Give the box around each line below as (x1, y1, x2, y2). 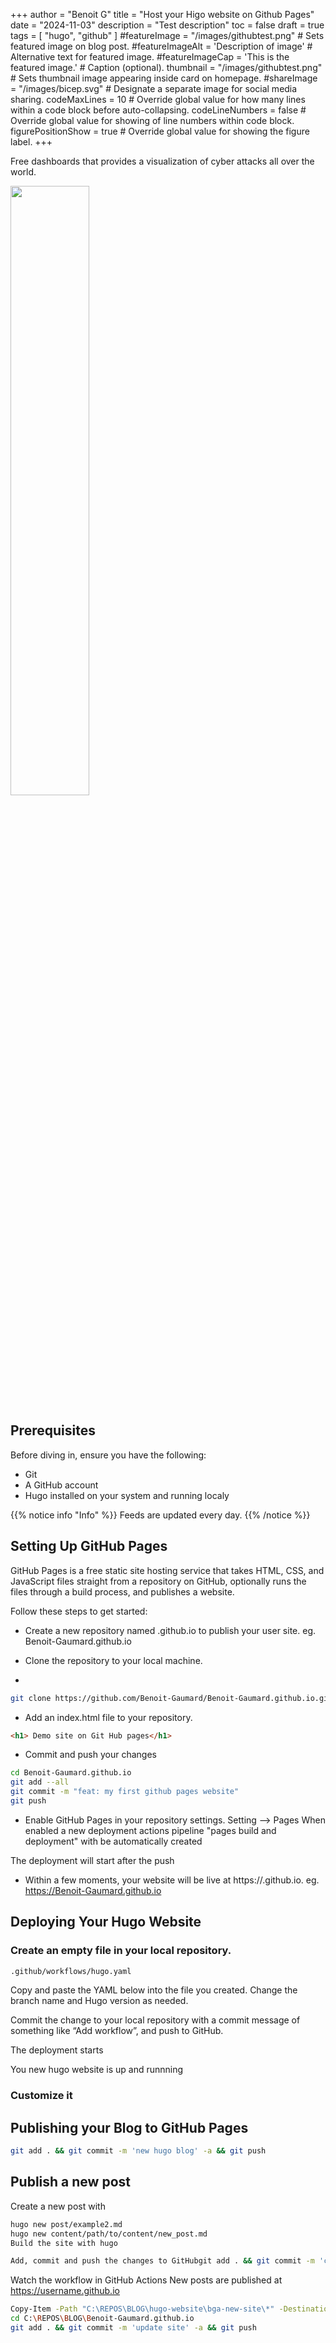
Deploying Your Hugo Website (10, 1914, 202, 1931)
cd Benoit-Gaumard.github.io (10, 1768, 132, 1778)
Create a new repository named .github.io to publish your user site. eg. (24, 1624, 317, 1636)
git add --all (10, 1777, 70, 1788)
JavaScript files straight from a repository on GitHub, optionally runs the (10, 1575, 307, 1587)
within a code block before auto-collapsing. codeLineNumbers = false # (10, 104, 307, 116)
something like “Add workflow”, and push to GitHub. (10, 2025, 224, 2037)
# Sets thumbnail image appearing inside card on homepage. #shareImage (10, 72, 318, 84)
